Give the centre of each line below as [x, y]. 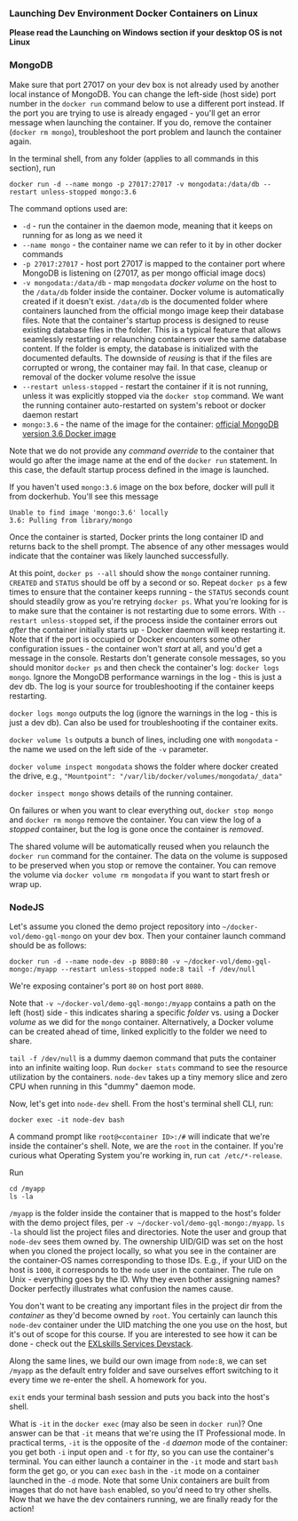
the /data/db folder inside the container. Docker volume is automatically [153, 292]
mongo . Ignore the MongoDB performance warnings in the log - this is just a [145, 676]
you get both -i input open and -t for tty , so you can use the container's [142, 1452]
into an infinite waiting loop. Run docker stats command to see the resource [149, 1067]
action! [22, 1509]
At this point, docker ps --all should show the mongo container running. [140, 572]
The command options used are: [69, 208]
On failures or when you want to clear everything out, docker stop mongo [141, 810]
